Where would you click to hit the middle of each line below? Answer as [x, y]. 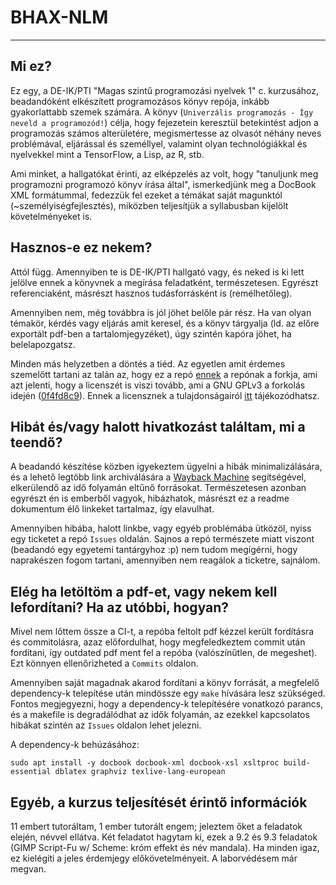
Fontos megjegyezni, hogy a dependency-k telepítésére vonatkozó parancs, [167, 704]
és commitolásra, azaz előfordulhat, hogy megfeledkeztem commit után [158, 642]
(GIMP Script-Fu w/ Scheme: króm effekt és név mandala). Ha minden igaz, [165, 847]
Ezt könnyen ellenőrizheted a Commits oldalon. [104, 663]
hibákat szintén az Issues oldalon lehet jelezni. [106, 725]
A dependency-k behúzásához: [75, 745]
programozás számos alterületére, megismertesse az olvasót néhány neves [166, 133]
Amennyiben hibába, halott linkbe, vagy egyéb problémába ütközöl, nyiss [161, 528]
